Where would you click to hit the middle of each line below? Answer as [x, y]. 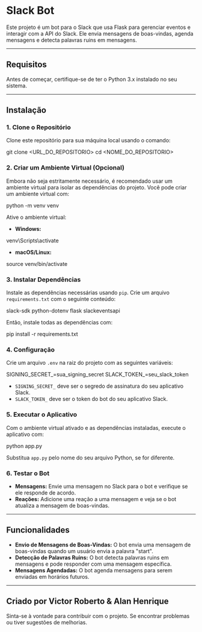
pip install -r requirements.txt [42, 334]
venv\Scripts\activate [32, 240]
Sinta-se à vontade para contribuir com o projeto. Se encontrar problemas [98, 616]
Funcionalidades [38, 530]
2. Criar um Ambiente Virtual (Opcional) [66, 168]
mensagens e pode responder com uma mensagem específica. [93, 564]
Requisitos [26, 65]
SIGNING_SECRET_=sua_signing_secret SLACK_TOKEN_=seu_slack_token [98, 374]
